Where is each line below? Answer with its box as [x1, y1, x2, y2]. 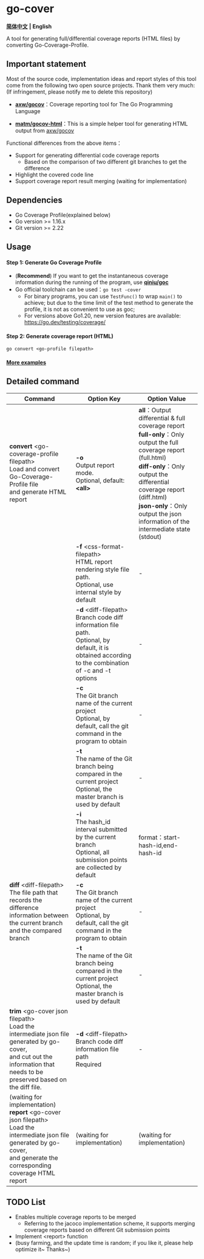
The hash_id [75, 817, 111, 826]
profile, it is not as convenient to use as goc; [24, 306, 135, 313]
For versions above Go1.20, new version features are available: [24, 312, 181, 319]
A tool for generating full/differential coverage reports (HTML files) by [6, 35, 180, 42]
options [75, 674, 97, 682]
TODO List [6, 1197, 46, 1207]
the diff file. [9, 1083, 42, 1091]
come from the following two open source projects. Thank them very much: [6, 82, 195, 89]
